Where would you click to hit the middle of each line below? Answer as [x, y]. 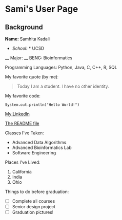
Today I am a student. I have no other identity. [63, 86]
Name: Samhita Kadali [28, 39]
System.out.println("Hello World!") [42, 105]
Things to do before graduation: [37, 192]
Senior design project [34, 207]
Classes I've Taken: [25, 133]
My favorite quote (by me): [32, 77]
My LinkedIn [18, 114]
